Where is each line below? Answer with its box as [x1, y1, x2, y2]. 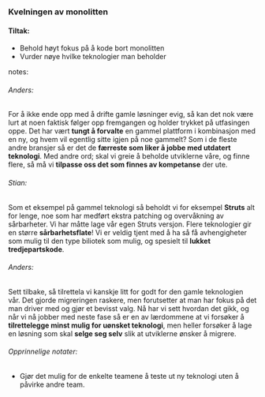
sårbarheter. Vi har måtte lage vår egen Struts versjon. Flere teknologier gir [8, 219, 252, 229]
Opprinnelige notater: [8, 346, 78, 357]
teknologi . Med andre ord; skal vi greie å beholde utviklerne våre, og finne [8, 152, 250, 161]
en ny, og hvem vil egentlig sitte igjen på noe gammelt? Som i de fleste [8, 135, 237, 144]
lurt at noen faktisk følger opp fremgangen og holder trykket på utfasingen [8, 118, 250, 128]
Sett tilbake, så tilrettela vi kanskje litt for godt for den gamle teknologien [8, 287, 244, 296]
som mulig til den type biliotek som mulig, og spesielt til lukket [8, 236, 211, 245]
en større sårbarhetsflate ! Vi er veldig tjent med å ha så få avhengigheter [8, 227, 247, 237]
